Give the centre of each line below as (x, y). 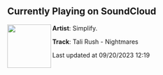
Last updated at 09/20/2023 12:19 (101, 55)
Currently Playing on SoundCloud (82, 11)
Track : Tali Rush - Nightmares (95, 42)
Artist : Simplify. (75, 28)
